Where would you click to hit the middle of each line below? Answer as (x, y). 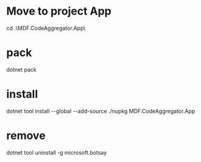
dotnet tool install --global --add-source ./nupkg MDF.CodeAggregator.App (101, 111)
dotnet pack (21, 69)
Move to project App (59, 11)
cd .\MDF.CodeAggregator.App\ (46, 28)
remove (26, 136)
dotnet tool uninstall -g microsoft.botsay (57, 152)
